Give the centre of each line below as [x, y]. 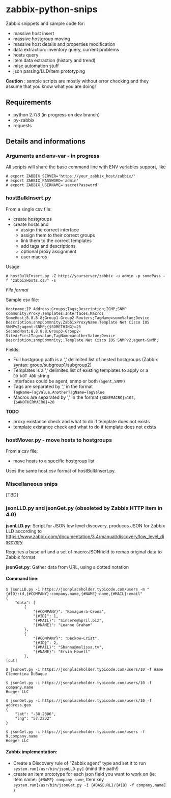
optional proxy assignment [49, 251]
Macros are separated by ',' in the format [56, 397]
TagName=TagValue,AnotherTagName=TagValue [59, 392]
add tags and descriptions [48, 246]
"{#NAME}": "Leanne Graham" [63, 625]
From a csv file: [22, 451]
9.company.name [22, 736]
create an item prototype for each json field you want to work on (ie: [84, 774]
